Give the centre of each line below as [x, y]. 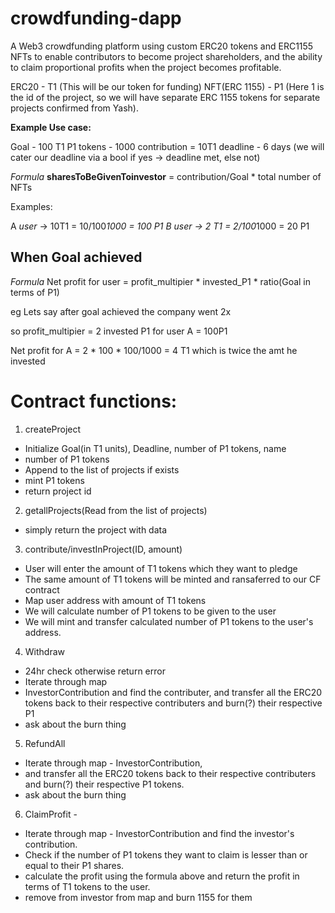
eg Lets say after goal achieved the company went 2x [121, 311]
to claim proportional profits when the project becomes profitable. [146, 67]
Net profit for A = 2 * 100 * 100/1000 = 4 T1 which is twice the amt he [154, 350]
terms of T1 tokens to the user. [87, 886]
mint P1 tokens [54, 480]
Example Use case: [51, 127]
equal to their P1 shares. [74, 865]
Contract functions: [94, 401]
